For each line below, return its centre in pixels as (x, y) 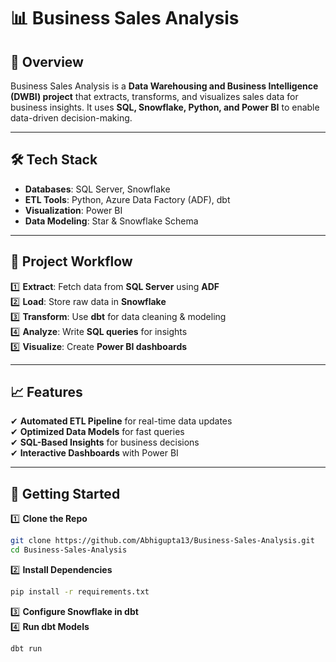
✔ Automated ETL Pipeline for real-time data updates (121, 421)
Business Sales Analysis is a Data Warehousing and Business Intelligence (164, 86)
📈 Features (46, 392)
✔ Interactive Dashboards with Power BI (94, 453)
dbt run (26, 648)
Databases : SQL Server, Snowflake (97, 189)
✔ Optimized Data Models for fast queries (97, 432)
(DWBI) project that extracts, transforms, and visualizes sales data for (154, 96)
